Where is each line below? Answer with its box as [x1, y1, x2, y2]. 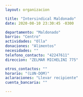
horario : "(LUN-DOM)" [5, 71, 50, 76]
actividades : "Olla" [5, 39, 48, 44]
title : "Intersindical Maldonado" [5, 16, 77, 21]
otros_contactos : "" [5, 66, 48, 71]
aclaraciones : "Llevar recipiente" [5, 75, 79, 81]
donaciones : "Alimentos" [5, 44, 56, 48]
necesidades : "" [5, 48, 39, 53]
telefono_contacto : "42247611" [5, 52, 70, 57]
